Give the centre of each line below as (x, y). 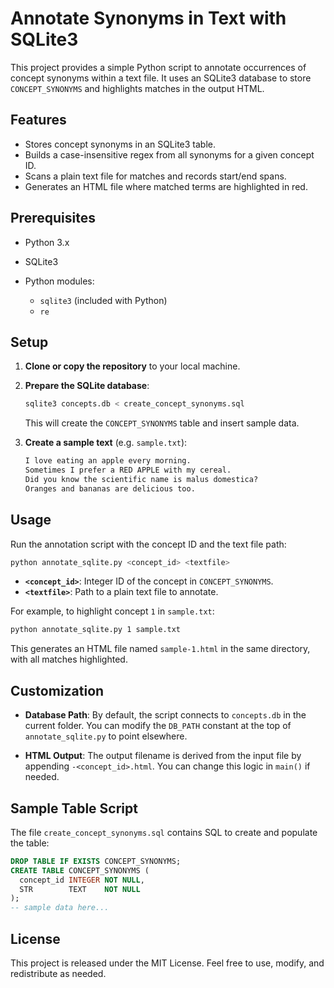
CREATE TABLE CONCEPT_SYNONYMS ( (80, 870)
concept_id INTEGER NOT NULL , (82, 880)
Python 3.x (47, 242)
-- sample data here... (60, 908)
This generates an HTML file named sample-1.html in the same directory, (160, 649)
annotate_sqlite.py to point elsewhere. (106, 736)
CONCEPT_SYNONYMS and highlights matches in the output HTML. (137, 88)
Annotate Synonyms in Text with (148, 18)
